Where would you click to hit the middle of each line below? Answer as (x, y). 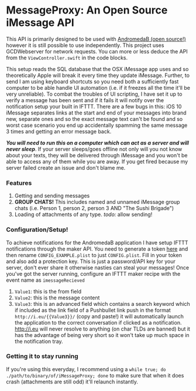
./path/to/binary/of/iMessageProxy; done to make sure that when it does (95, 375)
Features (19, 183)
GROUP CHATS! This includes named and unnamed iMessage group (97, 202)
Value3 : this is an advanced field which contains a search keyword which (102, 304)
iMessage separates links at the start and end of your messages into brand (96, 113)
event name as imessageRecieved (45, 280)
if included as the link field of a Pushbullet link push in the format (92, 310)
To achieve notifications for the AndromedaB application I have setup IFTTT (97, 242)
